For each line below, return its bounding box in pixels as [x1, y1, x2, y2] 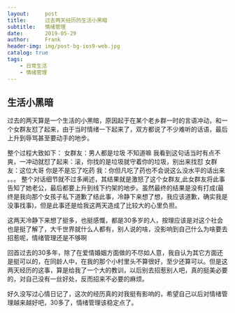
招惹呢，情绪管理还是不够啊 [7, 234, 87, 242]
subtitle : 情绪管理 [7, 23, 66, 30]
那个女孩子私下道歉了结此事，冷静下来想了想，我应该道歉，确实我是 [31, 193, 228, 201]
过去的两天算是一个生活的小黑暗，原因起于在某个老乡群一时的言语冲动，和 [7, 116, 222, 125]
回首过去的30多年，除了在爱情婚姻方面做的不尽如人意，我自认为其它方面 [7, 249, 218, 257]
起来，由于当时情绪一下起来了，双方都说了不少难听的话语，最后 [43, 125, 228, 134]
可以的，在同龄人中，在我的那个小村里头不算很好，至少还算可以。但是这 [19, 257, 228, 266]
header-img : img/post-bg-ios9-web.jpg [7, 43, 120, 50]
